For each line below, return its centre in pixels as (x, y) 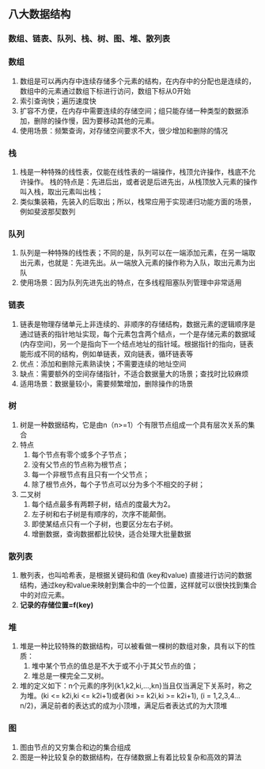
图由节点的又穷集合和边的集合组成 (75, 747)
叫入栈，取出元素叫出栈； (61, 191)
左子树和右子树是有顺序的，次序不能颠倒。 (101, 513)
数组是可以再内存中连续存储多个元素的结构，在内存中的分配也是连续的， (137, 81)
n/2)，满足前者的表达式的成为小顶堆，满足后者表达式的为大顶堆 (123, 706)
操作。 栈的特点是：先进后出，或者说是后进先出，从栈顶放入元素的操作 (142, 182)
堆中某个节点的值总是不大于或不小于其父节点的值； (115, 666)
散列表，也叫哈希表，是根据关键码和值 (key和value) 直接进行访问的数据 (136, 575)
